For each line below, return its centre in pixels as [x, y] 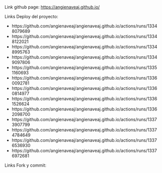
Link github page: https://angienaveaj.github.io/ [52, 7]
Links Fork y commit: [26, 165]
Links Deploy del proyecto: [31, 16]
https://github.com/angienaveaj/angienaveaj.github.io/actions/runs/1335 [84, 67]
